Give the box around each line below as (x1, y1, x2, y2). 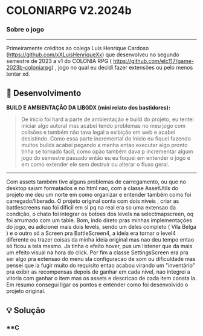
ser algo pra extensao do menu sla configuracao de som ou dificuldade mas (6, 255, 196, 263)
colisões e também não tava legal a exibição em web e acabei (21, 128, 176, 136)
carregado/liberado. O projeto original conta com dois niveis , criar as (6, 197, 179, 205)
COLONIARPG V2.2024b (6, 4, 132, 18)
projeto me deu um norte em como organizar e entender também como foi (6, 191, 192, 199)
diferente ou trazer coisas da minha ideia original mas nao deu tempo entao (6, 236, 195, 243)
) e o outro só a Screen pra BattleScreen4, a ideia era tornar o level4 (6, 229, 176, 237)
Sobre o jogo (6, 25, 44, 34)
